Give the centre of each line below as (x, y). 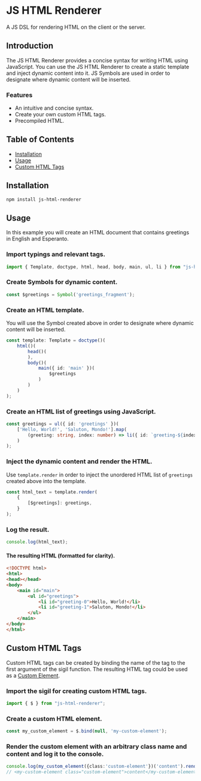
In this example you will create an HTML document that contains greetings (98, 233)
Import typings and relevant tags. (56, 254)
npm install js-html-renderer (44, 199)
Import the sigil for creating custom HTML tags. (77, 691)
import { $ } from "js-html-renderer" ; (56, 703)
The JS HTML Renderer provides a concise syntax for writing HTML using (97, 60)
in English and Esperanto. (37, 239)
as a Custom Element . (33, 676)
